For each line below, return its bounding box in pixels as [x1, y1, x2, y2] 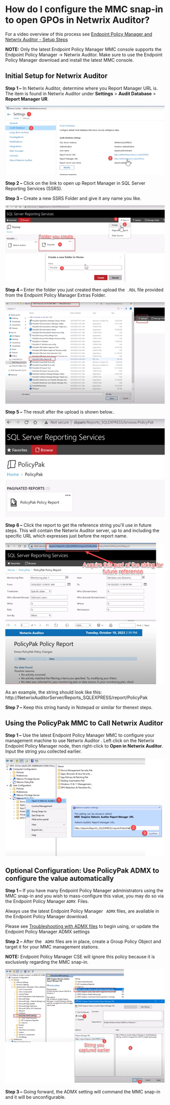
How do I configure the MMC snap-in [5, 4, 163, 15]
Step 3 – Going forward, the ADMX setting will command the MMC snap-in [5, 1089, 160, 1095]
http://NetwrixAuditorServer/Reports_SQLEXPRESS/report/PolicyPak [5, 694, 148, 701]
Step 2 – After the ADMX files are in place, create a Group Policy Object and [5, 938, 161, 945]
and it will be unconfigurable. [5, 1094, 66, 1100]
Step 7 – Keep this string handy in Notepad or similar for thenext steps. [5, 704, 153, 710]
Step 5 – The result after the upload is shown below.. [5, 409, 115, 415]
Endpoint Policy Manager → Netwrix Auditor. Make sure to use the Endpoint [5, 52, 163, 58]
